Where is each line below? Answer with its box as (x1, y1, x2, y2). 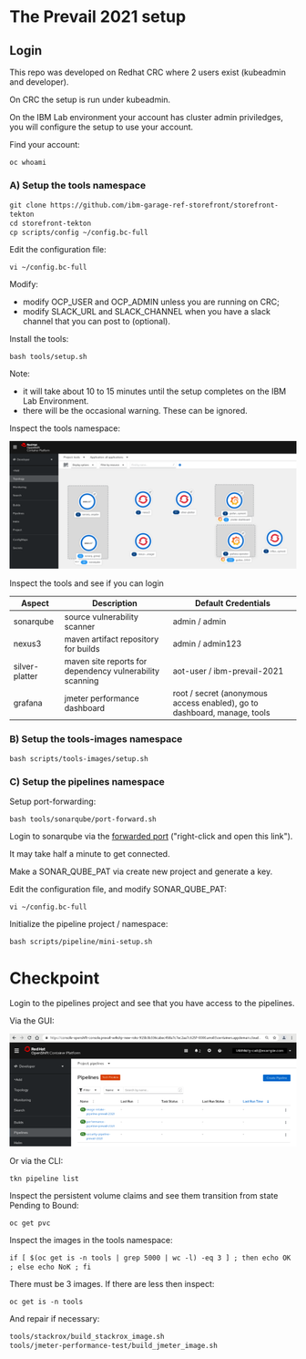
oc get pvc (9, 1219, 51, 1228)
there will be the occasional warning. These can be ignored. (22, 406, 248, 417)
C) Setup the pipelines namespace (9, 775, 166, 788)
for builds (64, 643, 100, 654)
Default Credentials (194, 598, 270, 609)
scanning (64, 675, 99, 685)
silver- (13, 661, 39, 672)
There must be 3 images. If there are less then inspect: (9, 1278, 215, 1289)
